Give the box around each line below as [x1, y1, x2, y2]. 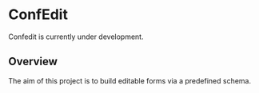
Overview [8, 55, 58, 68]
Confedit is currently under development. [8, 32, 144, 41]
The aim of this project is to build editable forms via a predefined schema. [8, 76, 252, 85]
